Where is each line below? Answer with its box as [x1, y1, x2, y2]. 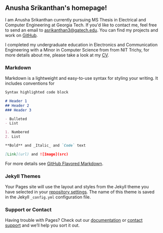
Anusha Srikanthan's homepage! [5, 4, 107, 12]
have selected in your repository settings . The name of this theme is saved [5, 189, 155, 195]
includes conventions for [5, 80, 55, 87]
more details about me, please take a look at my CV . [5, 52, 109, 58]
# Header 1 [5, 98, 27, 104]
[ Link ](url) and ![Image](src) [5, 152, 69, 157]
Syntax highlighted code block [5, 90, 69, 95]
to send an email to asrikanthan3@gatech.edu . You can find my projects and [5, 27, 158, 33]
